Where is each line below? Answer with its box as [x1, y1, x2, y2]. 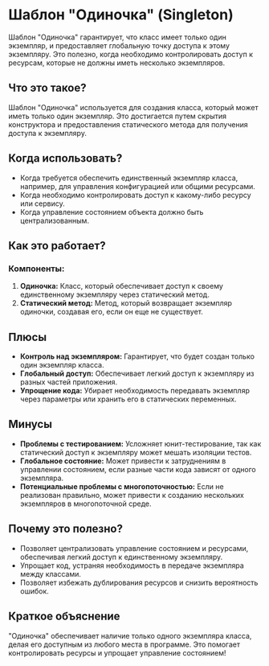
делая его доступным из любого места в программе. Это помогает [8, 639, 241, 649]
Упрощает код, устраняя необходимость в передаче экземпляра [19, 561, 245, 570]
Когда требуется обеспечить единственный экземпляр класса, [19, 173, 238, 183]
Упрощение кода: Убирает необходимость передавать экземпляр [19, 386, 251, 396]
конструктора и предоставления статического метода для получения [8, 119, 248, 129]
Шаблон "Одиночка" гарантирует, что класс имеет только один [8, 32, 226, 42]
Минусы [8, 417, 52, 431]
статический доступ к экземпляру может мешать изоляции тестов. [19, 447, 252, 457]
